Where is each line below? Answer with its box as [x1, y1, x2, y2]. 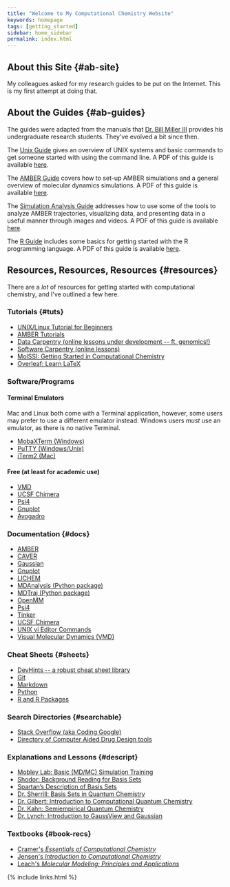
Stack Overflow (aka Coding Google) [17, 728, 122, 736]
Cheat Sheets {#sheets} [7, 650, 90, 660]
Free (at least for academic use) [7, 467, 100, 476]
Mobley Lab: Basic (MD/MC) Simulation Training [17, 768, 154, 776]
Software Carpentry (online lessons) [17, 345, 121, 353]
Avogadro [17, 512, 45, 520]
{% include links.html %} [7, 873, 77, 881]
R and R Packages [17, 695, 69, 703]
